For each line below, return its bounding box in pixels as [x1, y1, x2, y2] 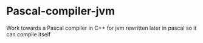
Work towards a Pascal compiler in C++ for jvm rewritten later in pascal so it [6, 24, 197, 31]
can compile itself [6, 30, 51, 38]
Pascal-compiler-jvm [6, 4, 115, 18]
